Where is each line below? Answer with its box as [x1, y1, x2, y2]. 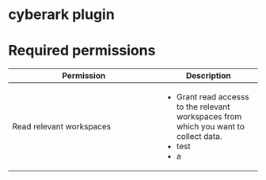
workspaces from [177, 111, 242, 122]
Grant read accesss [177, 92, 249, 103]
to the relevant [177, 101, 231, 112]
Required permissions [8, 42, 156, 60]
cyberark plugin [8, 6, 115, 24]
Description [185, 70, 231, 81]
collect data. [177, 131, 223, 142]
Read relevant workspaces [12, 121, 112, 132]
